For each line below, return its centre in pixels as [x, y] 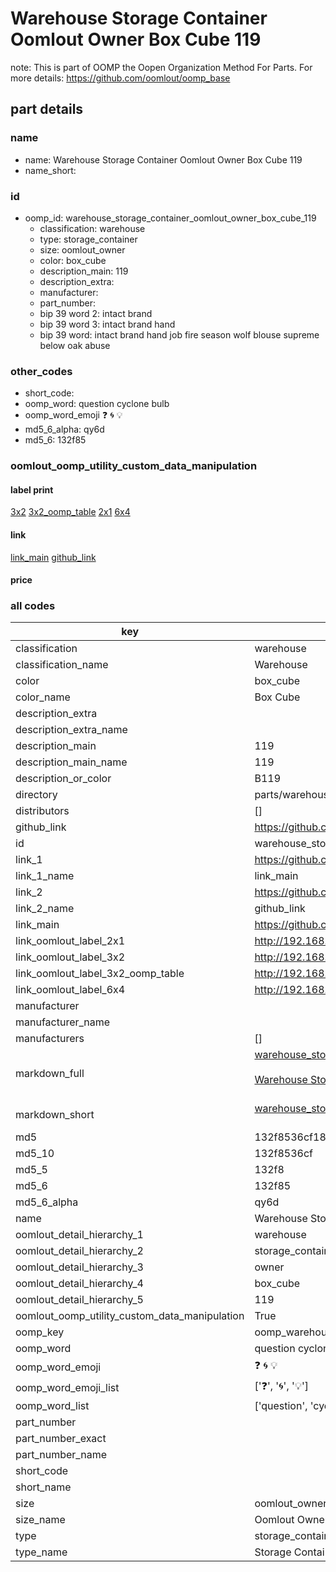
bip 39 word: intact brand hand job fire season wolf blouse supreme [179, 334]
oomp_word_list [52, 1406]
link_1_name [45, 876]
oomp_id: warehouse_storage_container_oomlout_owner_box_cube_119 [170, 218]
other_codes [41, 371]
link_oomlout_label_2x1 [70, 941]
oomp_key [40, 1332]
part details [47, 109]
